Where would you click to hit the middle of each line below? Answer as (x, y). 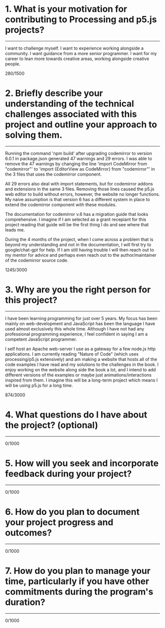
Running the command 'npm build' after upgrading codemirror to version (79, 153)
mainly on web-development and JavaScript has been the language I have (80, 324)
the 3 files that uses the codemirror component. (54, 174)
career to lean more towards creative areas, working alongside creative (77, 59)
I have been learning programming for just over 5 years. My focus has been (81, 318)
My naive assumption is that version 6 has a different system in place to (78, 199)
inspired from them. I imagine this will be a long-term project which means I (82, 380)
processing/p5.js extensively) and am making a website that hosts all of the (81, 359)
